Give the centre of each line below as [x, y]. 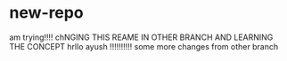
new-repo [46, 13]
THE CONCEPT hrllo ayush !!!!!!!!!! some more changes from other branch [144, 46]
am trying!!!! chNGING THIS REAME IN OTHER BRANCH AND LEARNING [141, 37]
